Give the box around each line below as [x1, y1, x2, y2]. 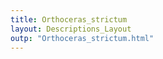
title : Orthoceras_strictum [10, 14, 128, 25]
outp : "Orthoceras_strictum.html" [10, 33, 155, 43]
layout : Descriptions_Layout [10, 24, 132, 34]
